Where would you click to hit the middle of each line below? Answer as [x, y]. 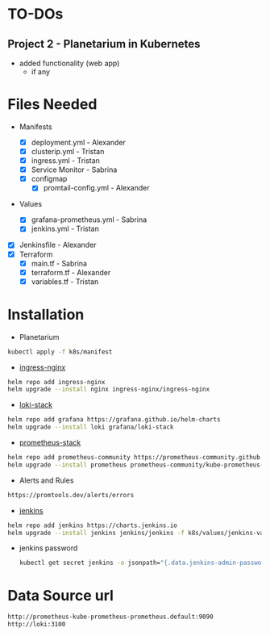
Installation [46, 314]
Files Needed [52, 105]
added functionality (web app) [69, 63]
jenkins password [48, 548]
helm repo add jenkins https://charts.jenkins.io [93, 525]
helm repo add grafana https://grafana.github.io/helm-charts [114, 420]
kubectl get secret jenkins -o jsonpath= [90, 563]
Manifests [36, 127]
